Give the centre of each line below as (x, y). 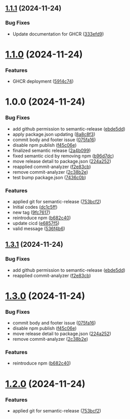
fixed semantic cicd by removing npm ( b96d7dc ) (63, 156)
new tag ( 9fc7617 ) (31, 212)
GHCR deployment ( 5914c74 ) (43, 81)
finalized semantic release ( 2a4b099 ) (52, 150)
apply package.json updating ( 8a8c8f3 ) (54, 134)
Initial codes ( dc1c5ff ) (35, 207)
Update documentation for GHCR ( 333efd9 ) (58, 34)
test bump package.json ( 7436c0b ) (49, 177)
